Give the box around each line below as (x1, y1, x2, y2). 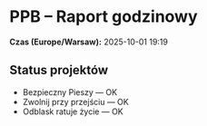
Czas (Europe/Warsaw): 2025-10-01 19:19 (9, 36, 168, 47)
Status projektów (9, 63, 109, 78)
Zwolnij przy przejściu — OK (22, 96, 129, 107)
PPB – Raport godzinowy (9, 6, 198, 27)
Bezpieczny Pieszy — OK (22, 86, 118, 97)
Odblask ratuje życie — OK (22, 106, 124, 117)
